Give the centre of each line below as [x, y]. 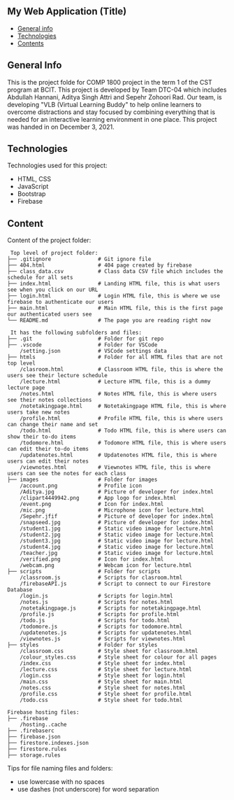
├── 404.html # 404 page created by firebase [100, 265]
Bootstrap [31, 194]
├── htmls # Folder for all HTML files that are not [115, 357]
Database [20, 590]
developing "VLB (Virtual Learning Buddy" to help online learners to [104, 104]
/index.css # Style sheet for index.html [103, 664]
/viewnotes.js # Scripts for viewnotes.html [103, 639]
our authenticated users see [50, 314]
